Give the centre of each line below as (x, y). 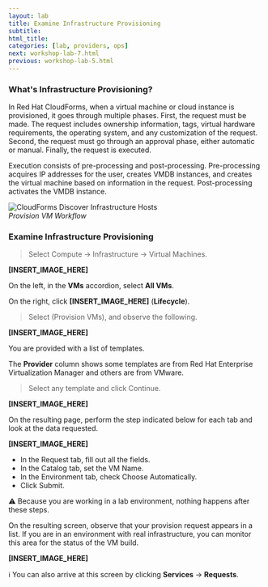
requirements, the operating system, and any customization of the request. (133, 133)
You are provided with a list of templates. (77, 348)
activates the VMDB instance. (57, 192)
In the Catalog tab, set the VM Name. (82, 468)
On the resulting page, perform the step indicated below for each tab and (130, 420)
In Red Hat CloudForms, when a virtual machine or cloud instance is (121, 107)
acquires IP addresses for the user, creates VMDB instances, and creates (130, 174)
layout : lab (28, 16)
